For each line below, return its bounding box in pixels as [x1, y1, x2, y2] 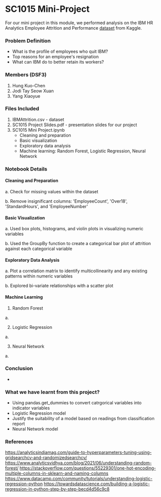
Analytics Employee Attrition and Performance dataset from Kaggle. [5, 25, 142, 31]
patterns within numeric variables [5, 273, 73, 279]
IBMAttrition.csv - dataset [12, 116, 65, 122]
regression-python [5, 481, 43, 487]
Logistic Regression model [12, 410, 66, 416]
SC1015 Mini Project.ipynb [12, 127, 65, 133]
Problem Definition [5, 37, 51, 44]
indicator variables [12, 405, 50, 411]
